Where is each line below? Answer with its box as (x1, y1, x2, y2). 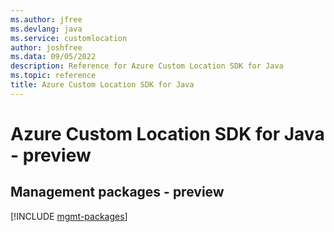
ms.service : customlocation (10, 33, 128, 43)
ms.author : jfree (10, 14, 83, 25)
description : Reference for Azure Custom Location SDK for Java (10, 61, 284, 71)
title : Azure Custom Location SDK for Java (10, 80, 195, 90)
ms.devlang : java (10, 24, 83, 34)
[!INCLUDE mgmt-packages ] (10, 210, 128, 222)
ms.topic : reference (10, 71, 97, 81)
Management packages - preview (10, 184, 225, 201)
